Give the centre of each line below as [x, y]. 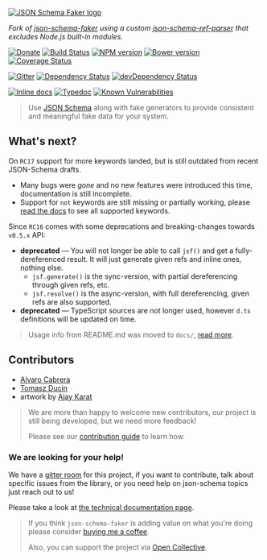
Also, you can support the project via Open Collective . [117, 547]
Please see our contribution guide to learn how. [106, 436]
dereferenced [43, 259]
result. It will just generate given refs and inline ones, [154, 259]
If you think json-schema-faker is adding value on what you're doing [140, 523]
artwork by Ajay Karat [56, 396]
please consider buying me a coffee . [89, 531]
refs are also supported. [72, 301]
